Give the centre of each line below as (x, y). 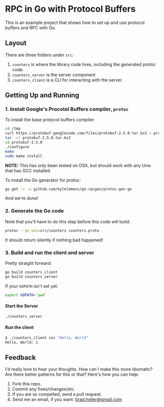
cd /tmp (13, 129)
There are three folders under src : (39, 55)
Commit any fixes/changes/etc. (44, 389)
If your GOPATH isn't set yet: (32, 286)
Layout (16, 43)
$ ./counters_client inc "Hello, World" (47, 338)
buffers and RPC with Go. (31, 27)
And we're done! (22, 198)
